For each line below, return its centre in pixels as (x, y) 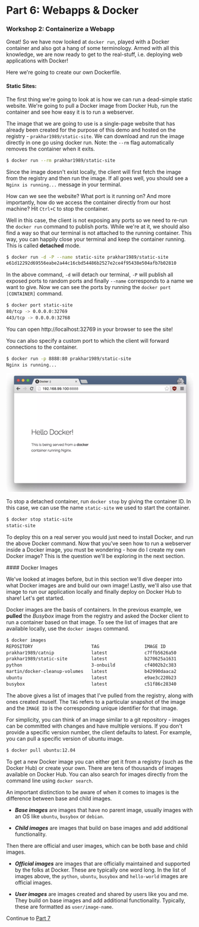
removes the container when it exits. (50, 149)
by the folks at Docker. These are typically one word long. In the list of (100, 870)
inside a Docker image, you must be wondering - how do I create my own (96, 549)
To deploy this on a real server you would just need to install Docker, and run (100, 537)
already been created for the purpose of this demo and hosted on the (91, 130)
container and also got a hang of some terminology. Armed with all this (93, 48)
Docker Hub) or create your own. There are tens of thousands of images (94, 768)
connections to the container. (42, 347)
